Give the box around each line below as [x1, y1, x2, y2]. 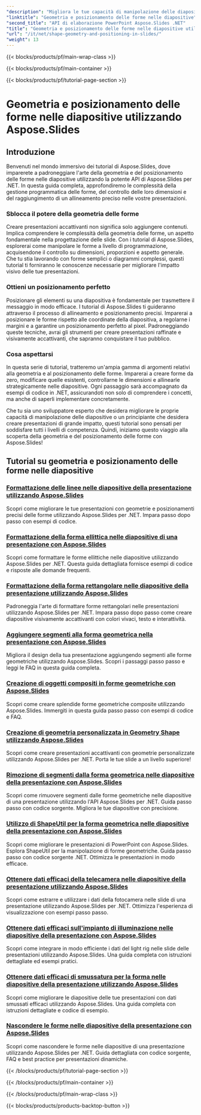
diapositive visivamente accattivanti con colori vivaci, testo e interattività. [6, 615, 187, 623]
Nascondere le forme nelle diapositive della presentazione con [6, 1021, 192, 1030]
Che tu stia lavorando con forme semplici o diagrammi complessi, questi [6, 255, 184, 262]
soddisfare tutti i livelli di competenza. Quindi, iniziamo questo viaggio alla [6, 426, 188, 433]
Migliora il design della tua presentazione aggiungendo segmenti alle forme [6, 651, 192, 659]
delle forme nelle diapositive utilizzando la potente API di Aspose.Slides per [6, 175, 192, 183]
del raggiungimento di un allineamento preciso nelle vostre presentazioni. [6, 195, 187, 202]
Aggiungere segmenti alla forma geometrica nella [6, 630, 154, 639]
